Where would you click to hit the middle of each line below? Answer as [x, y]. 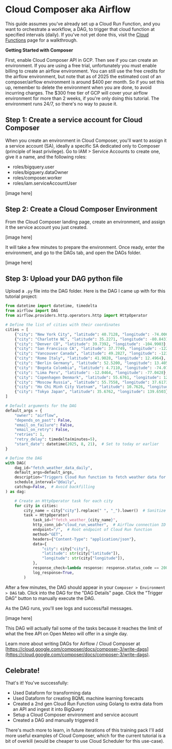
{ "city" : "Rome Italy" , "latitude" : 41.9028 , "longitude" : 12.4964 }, [90, 359]
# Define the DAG [24, 458]
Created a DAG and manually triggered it [55, 720]
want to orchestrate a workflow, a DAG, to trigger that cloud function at [80, 29]
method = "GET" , [48, 534]
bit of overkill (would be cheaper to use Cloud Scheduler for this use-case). [85, 741]
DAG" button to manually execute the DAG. [50, 598]
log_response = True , [53, 573]
